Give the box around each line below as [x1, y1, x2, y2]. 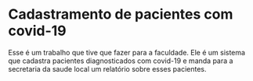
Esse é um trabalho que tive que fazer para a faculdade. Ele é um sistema [8, 48, 245, 57]
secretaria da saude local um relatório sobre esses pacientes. [8, 64, 207, 73]
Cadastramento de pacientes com [8, 5, 233, 23]
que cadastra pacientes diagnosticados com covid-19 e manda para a [8, 56, 233, 65]
